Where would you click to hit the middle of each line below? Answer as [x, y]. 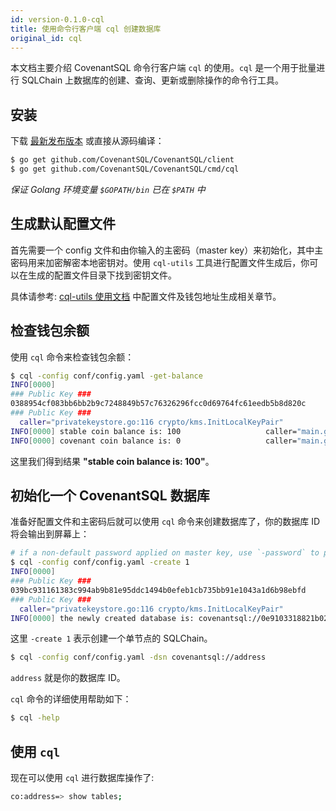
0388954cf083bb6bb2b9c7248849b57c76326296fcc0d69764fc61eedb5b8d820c [158, 404]
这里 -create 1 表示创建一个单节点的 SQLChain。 [111, 638]
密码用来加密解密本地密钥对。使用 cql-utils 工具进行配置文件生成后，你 [160, 262]
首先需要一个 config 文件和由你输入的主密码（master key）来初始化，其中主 [167, 250]
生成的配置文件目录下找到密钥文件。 [102, 275]
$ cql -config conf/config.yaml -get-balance [106, 376]
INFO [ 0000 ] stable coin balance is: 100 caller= [154, 431]
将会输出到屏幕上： [50, 534]
